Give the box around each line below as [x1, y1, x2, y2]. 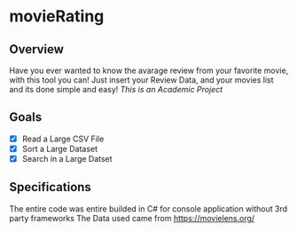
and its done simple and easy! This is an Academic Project [9, 84, 223, 94]
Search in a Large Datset [21, 153, 113, 164]
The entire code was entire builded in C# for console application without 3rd [9, 203, 288, 214]
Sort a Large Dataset [21, 143, 98, 154]
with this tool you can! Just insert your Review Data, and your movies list [9, 75, 274, 85]
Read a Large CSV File [21, 133, 105, 144]
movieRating [9, 6, 105, 27]
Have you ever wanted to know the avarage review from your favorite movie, [9, 65, 289, 76]
